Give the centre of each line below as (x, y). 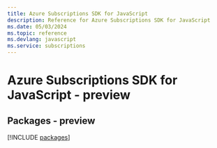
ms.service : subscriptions (46, 46)
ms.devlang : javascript (42, 40)
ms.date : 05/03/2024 (37, 26)
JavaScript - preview (69, 95)
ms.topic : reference (37, 33)
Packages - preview (51, 121)
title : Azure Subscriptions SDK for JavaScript (78, 14)
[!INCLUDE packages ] (39, 137)
